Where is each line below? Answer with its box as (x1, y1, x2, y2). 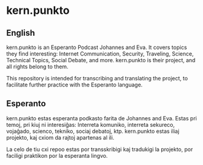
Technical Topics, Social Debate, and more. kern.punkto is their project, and (6, 57, 196, 63)
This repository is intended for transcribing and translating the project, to (6, 75, 188, 82)
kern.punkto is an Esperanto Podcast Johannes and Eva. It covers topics (6, 44, 187, 51)
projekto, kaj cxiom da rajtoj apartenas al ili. (6, 134, 115, 141)
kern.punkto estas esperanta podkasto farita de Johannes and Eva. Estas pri (6, 114, 197, 121)
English (6, 28, 35, 38)
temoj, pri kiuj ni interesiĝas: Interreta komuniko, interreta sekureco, (6, 121, 175, 128)
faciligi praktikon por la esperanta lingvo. (6, 152, 108, 159)
